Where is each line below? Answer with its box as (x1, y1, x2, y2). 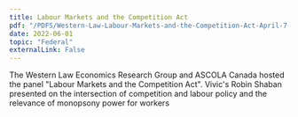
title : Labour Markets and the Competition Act (9, 12, 189, 22)
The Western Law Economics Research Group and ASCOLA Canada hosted (9, 69, 285, 80)
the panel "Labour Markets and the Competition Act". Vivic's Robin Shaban (9, 79, 282, 90)
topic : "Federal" (9, 37, 74, 47)
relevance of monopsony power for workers (9, 98, 170, 108)
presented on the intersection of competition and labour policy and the (9, 89, 268, 99)
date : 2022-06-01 (9, 29, 74, 38)
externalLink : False (9, 46, 86, 55)
